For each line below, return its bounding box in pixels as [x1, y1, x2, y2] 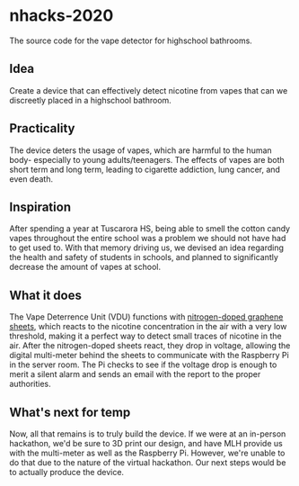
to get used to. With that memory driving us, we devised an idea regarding [9, 242, 285, 253]
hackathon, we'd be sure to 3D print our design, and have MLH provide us [9, 438, 283, 448]
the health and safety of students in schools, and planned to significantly [9, 252, 278, 263]
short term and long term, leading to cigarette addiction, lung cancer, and [9, 164, 281, 175]
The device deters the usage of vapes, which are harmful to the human [9, 145, 272, 156]
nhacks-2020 [9, 5, 114, 26]
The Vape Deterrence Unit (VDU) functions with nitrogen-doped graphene [9, 311, 284, 322]
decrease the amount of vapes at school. [9, 262, 162, 273]
